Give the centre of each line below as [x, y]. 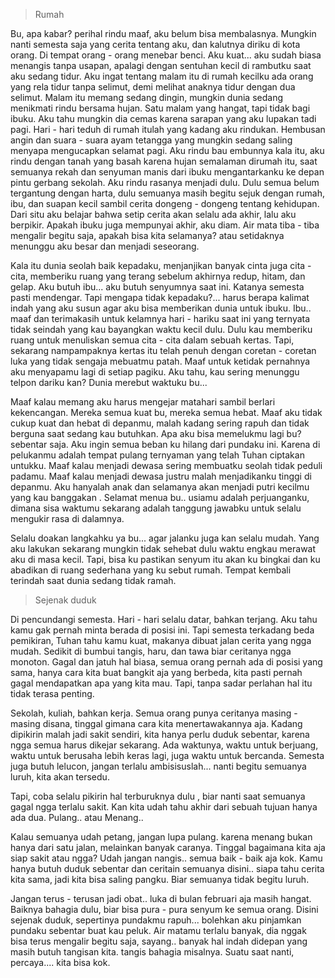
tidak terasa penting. [52, 693]
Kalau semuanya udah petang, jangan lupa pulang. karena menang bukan [161, 837]
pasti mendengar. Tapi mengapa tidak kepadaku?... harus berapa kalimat [160, 297]
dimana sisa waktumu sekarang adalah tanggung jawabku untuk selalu [156, 508]
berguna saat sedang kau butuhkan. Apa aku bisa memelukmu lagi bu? [156, 433]
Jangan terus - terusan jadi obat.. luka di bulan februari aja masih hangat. [161, 898]
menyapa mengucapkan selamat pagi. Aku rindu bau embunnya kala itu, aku [167, 150]
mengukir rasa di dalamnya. [67, 518]
